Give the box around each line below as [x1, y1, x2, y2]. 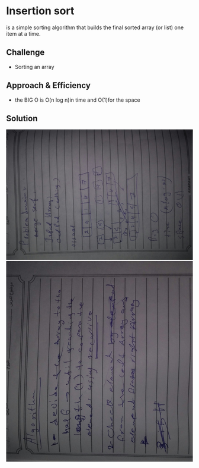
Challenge [6, 48, 45, 58]
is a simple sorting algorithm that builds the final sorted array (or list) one [6, 24, 184, 31]
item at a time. [6, 30, 41, 37]
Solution [6, 113, 38, 123]
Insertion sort [6, 4, 75, 18]
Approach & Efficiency [6, 80, 91, 90]
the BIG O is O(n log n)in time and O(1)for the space [14, 96, 140, 103]
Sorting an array [14, 63, 54, 70]
